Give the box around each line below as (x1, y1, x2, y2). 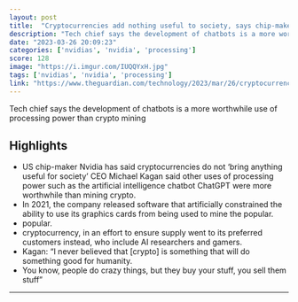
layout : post (9, 12, 58, 22)
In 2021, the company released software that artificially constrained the (21, 199, 283, 210)
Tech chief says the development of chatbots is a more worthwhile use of (9, 103, 278, 113)
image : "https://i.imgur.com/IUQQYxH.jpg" (9, 63, 169, 72)
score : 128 (9, 54, 50, 63)
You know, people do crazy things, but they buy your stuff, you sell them (21, 265, 286, 275)
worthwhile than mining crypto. (21, 190, 137, 200)
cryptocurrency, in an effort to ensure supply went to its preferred (21, 228, 263, 238)
